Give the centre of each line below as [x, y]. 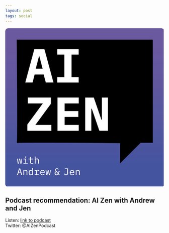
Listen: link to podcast [28, 220]
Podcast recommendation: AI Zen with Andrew [80, 200]
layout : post [19, 11]
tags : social [19, 16]
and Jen [18, 208]
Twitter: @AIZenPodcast [30, 225]
